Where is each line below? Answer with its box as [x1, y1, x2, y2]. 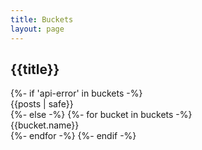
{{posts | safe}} [10, 98, 74, 110]
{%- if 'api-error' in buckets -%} [10, 87, 143, 100]
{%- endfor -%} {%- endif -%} [10, 130, 137, 142]
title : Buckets [10, 14, 74, 25]
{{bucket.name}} [10, 119, 80, 131]
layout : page [10, 24, 65, 34]
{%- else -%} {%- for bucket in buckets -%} [10, 109, 193, 121]
